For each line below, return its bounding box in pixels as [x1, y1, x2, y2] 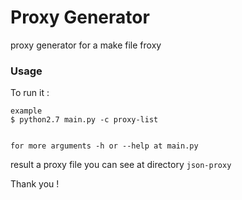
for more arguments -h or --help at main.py [10, 141, 199, 151]
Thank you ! [10, 178, 60, 190]
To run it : [10, 87, 50, 99]
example [10, 106, 43, 116]
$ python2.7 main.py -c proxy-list [10, 115, 159, 125]
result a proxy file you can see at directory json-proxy [10, 159, 232, 171]
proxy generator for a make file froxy [10, 39, 162, 51]
